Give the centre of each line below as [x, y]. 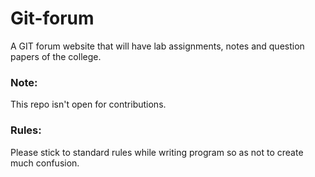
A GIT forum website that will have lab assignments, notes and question [157, 46]
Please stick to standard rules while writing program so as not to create [157, 152]
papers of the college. [56, 56]
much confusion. [45, 163]
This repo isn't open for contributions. [88, 104]
